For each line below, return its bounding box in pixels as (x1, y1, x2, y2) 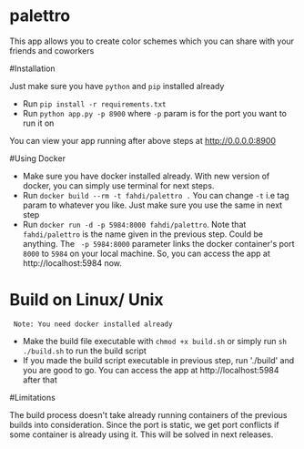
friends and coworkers (9, 45, 95, 56)
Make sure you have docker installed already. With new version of (22, 170, 270, 181)
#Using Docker (9, 152, 66, 164)
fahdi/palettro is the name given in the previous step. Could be (22, 229, 264, 240)
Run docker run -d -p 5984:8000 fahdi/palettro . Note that (22, 219, 247, 230)
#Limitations (9, 392, 56, 403)
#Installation (9, 63, 56, 74)
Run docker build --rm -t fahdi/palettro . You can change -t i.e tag (22, 189, 289, 200)
